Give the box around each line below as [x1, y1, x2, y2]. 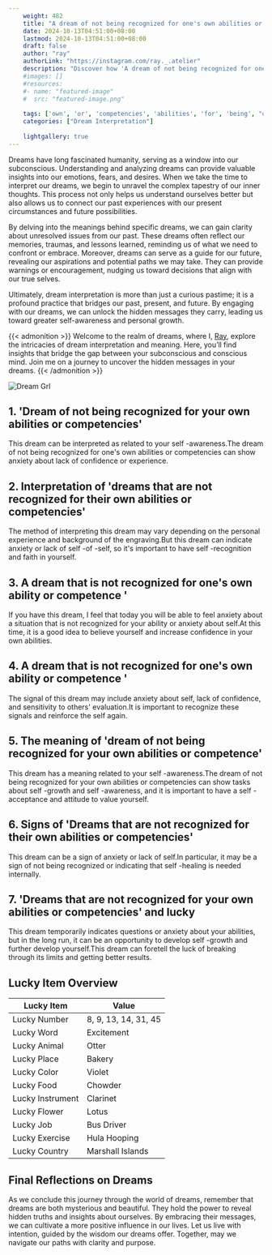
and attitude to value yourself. [49, 794, 150, 803]
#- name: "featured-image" [23, 87, 114, 96]
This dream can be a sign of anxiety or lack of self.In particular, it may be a [8, 852, 257, 862]
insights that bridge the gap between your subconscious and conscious [8, 348, 248, 358]
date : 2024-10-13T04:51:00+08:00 [23, 27, 136, 35]
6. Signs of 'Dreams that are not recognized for [8, 818, 249, 832]
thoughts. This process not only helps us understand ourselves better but [8, 189, 253, 199]
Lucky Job [12, 1120, 53, 1131]
